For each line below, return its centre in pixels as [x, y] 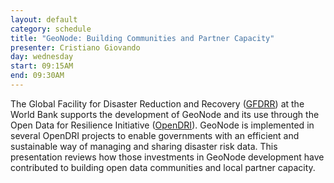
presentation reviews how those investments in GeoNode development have [167, 157]
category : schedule [51, 29]
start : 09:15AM [42, 66]
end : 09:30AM [37, 76]
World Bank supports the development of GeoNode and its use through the [165, 114]
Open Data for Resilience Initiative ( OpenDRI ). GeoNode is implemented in [162, 125]
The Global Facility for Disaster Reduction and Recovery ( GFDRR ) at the [157, 103]
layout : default [44, 19]
